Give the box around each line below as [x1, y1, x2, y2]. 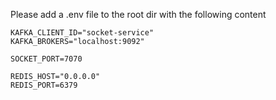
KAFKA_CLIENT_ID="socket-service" [10, 28, 155, 38]
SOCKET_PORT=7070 [10, 54, 83, 64]
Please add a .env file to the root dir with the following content [10, 9, 267, 20]
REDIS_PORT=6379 [10, 80, 78, 90]
